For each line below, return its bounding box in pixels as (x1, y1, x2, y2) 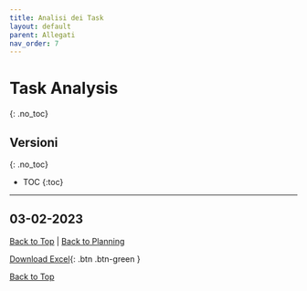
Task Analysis (9, 78, 119, 99)
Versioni (9, 134, 58, 151)
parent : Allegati (9, 30, 76, 39)
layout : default (9, 22, 71, 31)
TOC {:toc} (22, 177, 64, 187)
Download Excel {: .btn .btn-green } (9, 253, 141, 265)
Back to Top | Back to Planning (9, 235, 125, 246)
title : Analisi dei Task (9, 13, 104, 23)
